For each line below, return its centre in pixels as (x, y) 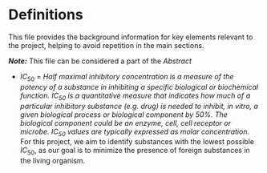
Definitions (46, 15)
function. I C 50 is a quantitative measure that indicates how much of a (135, 96)
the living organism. (53, 161)
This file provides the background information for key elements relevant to (131, 37)
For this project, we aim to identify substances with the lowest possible (137, 142)
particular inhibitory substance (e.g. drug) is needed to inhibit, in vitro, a (139, 106)
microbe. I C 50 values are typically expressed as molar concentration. (135, 132)
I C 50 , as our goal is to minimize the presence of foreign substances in (135, 151)
